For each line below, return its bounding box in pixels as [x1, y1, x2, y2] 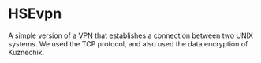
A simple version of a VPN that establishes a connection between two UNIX [8, 31, 254, 40]
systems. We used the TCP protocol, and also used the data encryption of [8, 39, 248, 48]
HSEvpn [8, 5, 62, 23]
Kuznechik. [8, 47, 45, 57]
